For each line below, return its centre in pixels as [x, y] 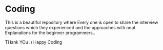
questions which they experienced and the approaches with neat [70, 27]
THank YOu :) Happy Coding [34, 42]
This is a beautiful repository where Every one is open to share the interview [82, 22]
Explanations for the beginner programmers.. [50, 33]
